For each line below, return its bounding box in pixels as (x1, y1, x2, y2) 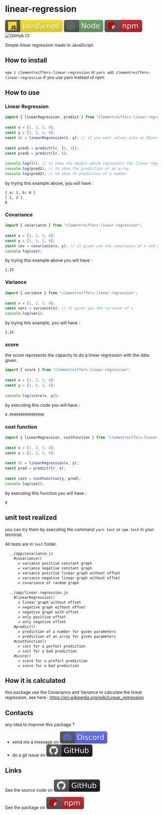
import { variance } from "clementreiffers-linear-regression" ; (5, 290, 138, 296)
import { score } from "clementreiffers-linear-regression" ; (5, 367, 131, 373)
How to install (5, 56, 48, 64)
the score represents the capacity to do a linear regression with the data (5, 352, 149, 358)
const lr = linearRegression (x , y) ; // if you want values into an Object (5, 135, 160, 140)
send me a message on (12, 739, 59, 745)
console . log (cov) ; (5, 249, 42, 254)
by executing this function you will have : (5, 490, 86, 496)
